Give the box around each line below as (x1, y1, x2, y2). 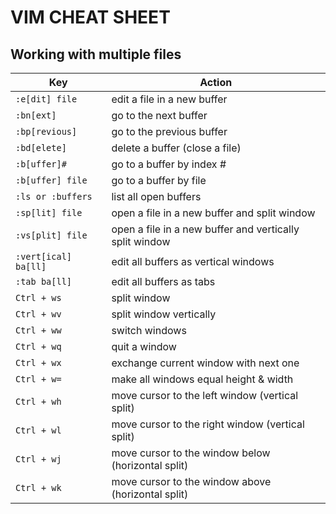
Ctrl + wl (15, 425, 62, 436)
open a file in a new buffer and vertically (111, 222, 300, 236)
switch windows (111, 324, 187, 337)
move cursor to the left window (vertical (111, 389, 299, 402)
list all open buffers (111, 190, 202, 203)
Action (199, 76, 233, 89)
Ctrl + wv (15, 309, 62, 320)
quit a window (111, 340, 177, 353)
